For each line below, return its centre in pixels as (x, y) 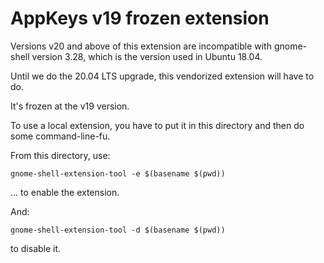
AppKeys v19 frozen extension (140, 18)
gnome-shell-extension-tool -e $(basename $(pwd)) (118, 173)
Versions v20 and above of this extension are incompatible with (141, 46)
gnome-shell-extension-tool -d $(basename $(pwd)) (118, 230)
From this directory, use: (60, 155)
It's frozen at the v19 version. (70, 106)
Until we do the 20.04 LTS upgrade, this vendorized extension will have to (162, 76)
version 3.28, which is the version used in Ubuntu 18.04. (147, 56)
